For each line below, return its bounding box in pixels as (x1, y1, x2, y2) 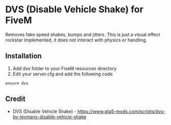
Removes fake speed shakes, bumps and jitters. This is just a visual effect (5, 31, 160, 37)
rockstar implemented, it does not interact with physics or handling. (5, 37, 147, 43)
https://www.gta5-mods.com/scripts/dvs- (77, 108, 166, 114)
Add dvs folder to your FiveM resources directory (12, 65, 117, 71)
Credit (5, 95, 26, 103)
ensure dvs (5, 80, 29, 86)
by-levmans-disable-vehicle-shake (12, 114, 87, 120)
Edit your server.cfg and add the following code (12, 71, 113, 77)
